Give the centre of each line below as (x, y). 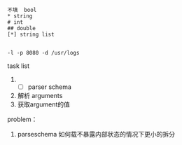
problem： (22, 119)
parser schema (50, 87)
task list (19, 66)
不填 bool (22, 10)
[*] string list (31, 34)
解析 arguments (40, 96)
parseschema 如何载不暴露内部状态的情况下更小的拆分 (96, 134)
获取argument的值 (43, 104)
